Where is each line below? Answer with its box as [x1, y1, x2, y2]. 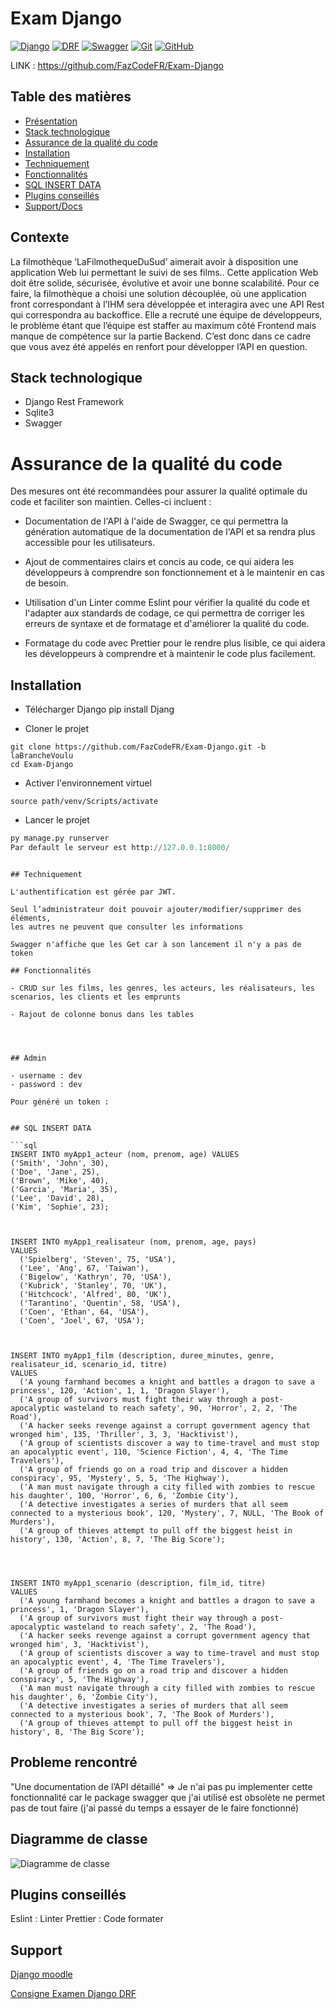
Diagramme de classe [10, 1831, 148, 1848]
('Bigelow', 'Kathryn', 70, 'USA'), [19, 1272, 172, 1282]
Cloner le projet [24, 723, 90, 735]
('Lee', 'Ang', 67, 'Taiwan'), [19, 1263, 150, 1273]
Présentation [24, 115, 78, 127]
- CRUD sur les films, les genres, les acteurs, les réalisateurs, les [10, 983, 315, 993]
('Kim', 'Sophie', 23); [10, 1202, 110, 1212]
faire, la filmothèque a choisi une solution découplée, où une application [10, 287, 307, 299]
